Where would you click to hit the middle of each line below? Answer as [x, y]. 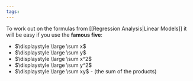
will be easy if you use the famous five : [54, 35]
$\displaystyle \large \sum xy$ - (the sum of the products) [86, 71]
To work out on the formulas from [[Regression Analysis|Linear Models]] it [96, 28]
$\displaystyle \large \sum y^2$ [53, 65]
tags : [13, 12]
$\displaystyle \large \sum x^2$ [53, 59]
